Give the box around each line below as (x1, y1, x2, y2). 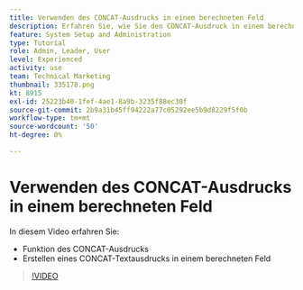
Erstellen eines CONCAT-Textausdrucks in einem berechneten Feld (22, 253, 271, 264)
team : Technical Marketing (9, 72, 111, 81)
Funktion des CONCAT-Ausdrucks (22, 243, 149, 254)
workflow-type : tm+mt (9, 113, 91, 122)
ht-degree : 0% (9, 131, 63, 140)
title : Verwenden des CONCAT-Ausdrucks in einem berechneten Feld (9, 13, 264, 23)
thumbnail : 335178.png (9, 80, 95, 89)
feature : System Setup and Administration (9, 30, 171, 39)
